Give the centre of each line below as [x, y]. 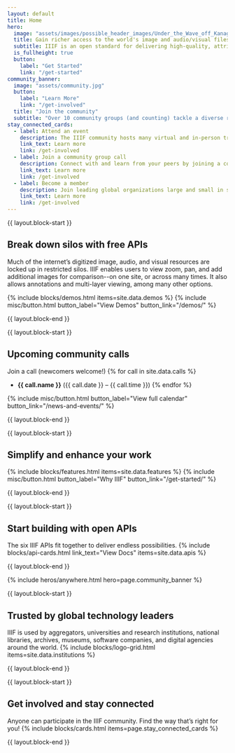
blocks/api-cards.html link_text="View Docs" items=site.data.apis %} [107, 553]
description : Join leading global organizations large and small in [122, 190]
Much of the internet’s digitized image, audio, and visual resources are [108, 262]
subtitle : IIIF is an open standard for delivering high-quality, [112, 46]
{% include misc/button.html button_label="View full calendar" [97, 398]
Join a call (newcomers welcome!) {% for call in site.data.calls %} [102, 371]
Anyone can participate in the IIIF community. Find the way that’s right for [113, 721]
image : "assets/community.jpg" [59, 86]
